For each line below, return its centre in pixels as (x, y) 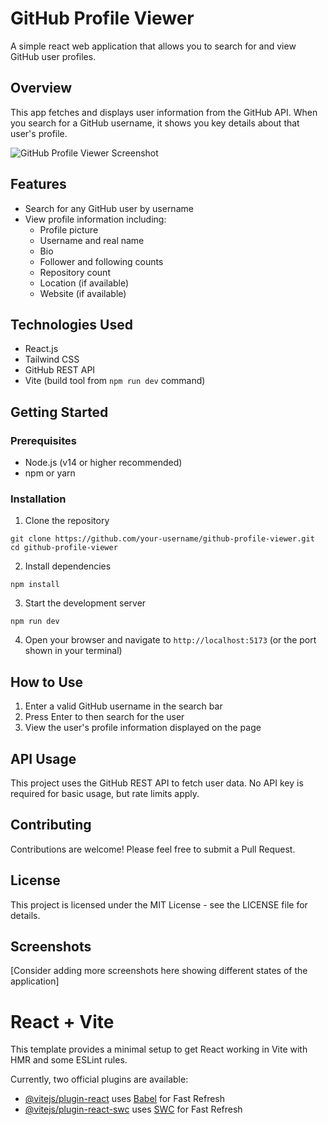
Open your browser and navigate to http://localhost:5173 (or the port (170, 640)
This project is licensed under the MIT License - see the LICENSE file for (159, 904)
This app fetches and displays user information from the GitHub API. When (164, 112)
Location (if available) (84, 283)
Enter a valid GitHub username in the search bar (123, 706)
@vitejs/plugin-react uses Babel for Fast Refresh (125, 1099)
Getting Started (59, 412)
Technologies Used (71, 324)
